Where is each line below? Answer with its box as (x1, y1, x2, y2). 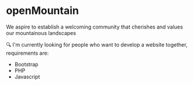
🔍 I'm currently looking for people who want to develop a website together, (6, 41, 188, 48)
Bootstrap (14, 61, 39, 68)
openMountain (6, 4, 79, 17)
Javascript (14, 73, 40, 80)
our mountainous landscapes (6, 29, 76, 36)
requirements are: (6, 49, 49, 56)
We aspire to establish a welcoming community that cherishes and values (6, 23, 183, 30)
